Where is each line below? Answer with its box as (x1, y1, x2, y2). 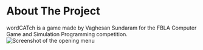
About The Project (6, 4, 100, 18)
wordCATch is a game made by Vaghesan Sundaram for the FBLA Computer (6, 24, 197, 31)
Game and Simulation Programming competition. (6, 30, 128, 37)
